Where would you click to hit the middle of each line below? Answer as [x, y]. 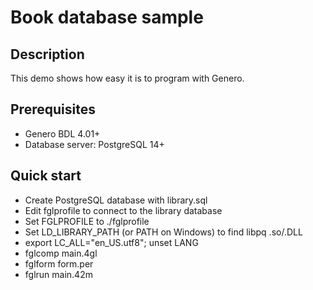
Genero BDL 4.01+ [62, 133]
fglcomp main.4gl [61, 253]
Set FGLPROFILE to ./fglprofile [87, 221]
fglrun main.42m [58, 274]
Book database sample [107, 17]
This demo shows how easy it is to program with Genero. [127, 78]
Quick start [46, 176]
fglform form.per [59, 263]
